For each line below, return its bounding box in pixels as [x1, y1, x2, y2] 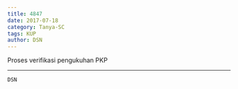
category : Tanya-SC [7, 23, 65, 30]
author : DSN [7, 37, 42, 44]
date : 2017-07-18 [7, 17, 59, 24]
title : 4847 [7, 10, 42, 18]
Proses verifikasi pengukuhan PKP [7, 56, 108, 64]
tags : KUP [7, 30, 37, 37]
